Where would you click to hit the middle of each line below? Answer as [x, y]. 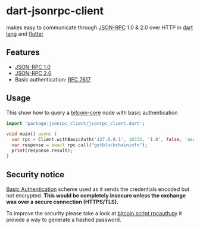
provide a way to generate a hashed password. [64, 219]
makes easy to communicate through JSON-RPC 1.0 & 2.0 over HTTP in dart [100, 27]
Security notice [35, 175]
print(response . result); [42, 151]
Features [23, 53]
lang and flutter [25, 33]
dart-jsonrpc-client [55, 11]
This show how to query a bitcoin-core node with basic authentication [92, 112]
